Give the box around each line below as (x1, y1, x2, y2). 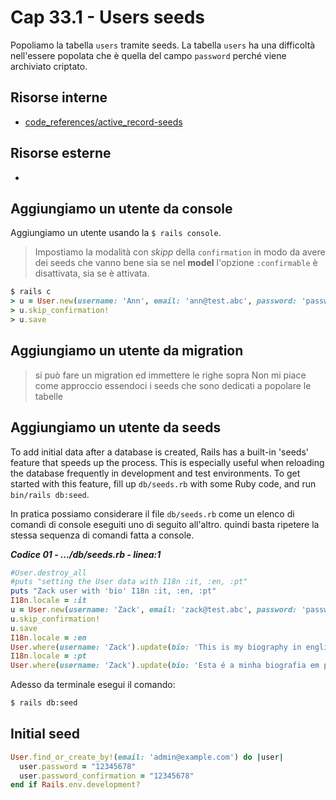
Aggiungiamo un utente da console (10, 200, 233, 217)
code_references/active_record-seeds (24, 116, 183, 128)
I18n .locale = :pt (10, 651, 87, 661)
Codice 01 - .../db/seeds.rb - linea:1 (10, 548, 162, 560)
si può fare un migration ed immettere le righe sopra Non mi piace (34, 369, 307, 381)
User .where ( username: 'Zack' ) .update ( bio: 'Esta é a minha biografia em (10, 661, 320, 671)
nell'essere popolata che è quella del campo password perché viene (10, 49, 287, 61)
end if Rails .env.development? (10, 780, 141, 790)
